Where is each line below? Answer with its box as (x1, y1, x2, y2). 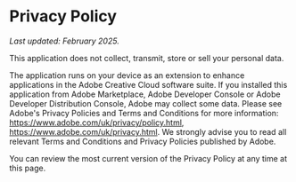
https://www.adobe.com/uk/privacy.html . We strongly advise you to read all (9, 126, 287, 137)
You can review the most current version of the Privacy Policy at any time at (9, 153, 288, 163)
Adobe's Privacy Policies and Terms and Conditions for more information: (9, 107, 279, 118)
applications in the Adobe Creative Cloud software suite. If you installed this (9, 79, 288, 90)
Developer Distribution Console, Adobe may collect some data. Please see (9, 98, 283, 108)
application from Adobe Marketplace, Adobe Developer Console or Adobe (9, 89, 281, 99)
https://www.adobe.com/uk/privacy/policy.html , (9, 117, 185, 128)
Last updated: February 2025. (9, 36, 120, 46)
